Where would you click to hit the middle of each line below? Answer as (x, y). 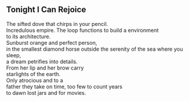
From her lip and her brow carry (45, 68)
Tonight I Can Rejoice (46, 10)
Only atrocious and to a (35, 80)
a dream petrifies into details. (42, 61)
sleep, (14, 55)
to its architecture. (29, 36)
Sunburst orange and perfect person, (52, 42)
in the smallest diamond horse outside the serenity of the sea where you (94, 49)
